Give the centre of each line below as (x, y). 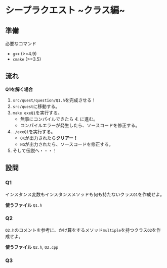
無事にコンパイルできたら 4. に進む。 (59, 119)
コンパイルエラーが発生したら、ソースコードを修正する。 (80, 125)
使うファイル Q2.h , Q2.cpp (32, 247)
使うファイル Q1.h (24, 205)
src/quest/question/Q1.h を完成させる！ (54, 100)
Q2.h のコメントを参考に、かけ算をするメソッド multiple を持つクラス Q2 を (81, 230)
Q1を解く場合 (19, 89)
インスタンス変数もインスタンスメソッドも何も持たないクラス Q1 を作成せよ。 (85, 194)
